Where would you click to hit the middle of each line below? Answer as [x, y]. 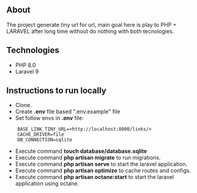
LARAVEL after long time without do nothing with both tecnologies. [90, 31]
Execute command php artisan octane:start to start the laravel [95, 177]
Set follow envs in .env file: [49, 118]
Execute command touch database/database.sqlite [81, 151]
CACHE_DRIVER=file [41, 135]
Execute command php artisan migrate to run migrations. [88, 158]
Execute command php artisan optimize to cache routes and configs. [103, 170]
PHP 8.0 [25, 65]
